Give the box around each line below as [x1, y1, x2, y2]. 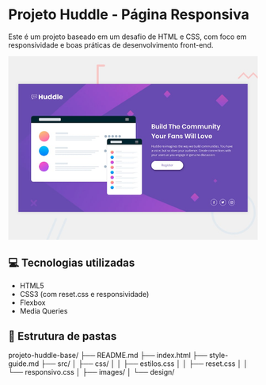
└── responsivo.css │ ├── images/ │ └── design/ [8, 368, 175, 377]
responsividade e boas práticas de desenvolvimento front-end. [8, 40, 214, 49]
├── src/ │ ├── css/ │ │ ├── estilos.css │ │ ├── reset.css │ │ [40, 359, 249, 368]
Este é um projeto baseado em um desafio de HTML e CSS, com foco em [8, 32, 247, 41]
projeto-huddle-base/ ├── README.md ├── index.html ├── [8, 351, 208, 360]
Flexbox [19, 298, 46, 307]
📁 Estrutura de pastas [8, 329, 117, 343]
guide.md [8, 359, 40, 368]
